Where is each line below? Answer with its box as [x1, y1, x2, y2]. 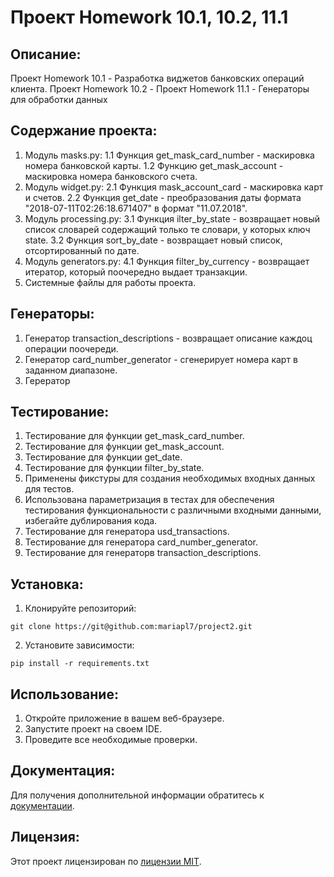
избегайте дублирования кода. [24, 515, 158, 527]
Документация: [10, 762, 116, 780]
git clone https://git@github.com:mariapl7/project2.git [10, 622, 253, 632]
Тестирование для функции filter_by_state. [24, 462, 205, 474]
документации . [10, 799, 75, 811]
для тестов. [24, 483, 75, 495]
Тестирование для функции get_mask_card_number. [24, 430, 245, 442]
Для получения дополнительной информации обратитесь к [10, 789, 265, 801]
